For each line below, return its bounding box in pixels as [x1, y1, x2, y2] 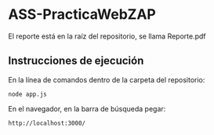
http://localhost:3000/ [8, 119, 86, 127]
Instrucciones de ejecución [8, 54, 144, 67]
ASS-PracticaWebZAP [8, 5, 157, 24]
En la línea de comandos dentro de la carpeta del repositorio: [8, 75, 205, 84]
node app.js [8, 90, 47, 98]
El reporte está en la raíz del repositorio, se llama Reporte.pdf [8, 31, 206, 41]
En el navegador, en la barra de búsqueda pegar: [8, 104, 166, 113]
